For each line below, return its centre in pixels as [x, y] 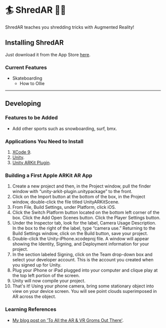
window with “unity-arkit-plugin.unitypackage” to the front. [72, 191]
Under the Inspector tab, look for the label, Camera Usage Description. [84, 223]
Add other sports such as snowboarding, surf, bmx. [64, 128]
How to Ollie [32, 84]
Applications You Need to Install [44, 141]
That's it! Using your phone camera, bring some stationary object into [83, 286]
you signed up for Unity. [37, 265]
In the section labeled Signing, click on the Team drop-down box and [82, 255]
